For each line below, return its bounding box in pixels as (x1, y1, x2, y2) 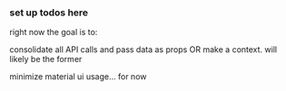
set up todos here (9, 6, 89, 19)
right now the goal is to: (9, 27, 98, 38)
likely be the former (9, 54, 83, 65)
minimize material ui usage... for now (9, 71, 147, 82)
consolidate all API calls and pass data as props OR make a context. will (9, 44, 278, 55)
